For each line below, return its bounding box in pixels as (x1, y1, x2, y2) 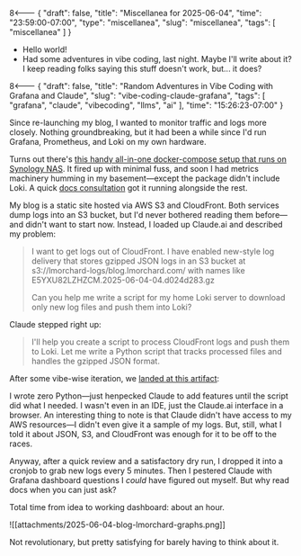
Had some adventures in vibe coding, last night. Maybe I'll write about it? (22, 54, 292, 64)
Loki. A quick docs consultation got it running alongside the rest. (9, 183, 248, 193)
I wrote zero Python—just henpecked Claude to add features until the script (9, 390, 289, 401)
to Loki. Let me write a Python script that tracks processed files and (31, 346, 282, 356)
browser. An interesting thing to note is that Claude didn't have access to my (9, 409, 292, 420)
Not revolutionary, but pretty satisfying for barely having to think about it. (9, 537, 279, 547)
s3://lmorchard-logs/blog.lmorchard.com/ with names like (31, 265, 245, 275)
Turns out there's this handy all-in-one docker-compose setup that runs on (9, 154, 288, 165)
